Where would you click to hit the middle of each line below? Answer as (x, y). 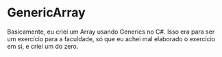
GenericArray (46, 13)
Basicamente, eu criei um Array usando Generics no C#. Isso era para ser (111, 32)
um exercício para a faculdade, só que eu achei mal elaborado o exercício (111, 38)
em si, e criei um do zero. (43, 46)
